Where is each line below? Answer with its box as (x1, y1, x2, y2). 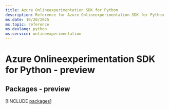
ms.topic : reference (5, 21, 50, 27)
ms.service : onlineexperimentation (5, 31, 82, 36)
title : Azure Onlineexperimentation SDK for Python (5, 7, 118, 13)
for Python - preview (5, 64, 95, 76)
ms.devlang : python (5, 27, 47, 32)
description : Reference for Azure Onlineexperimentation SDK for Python (5, 12, 164, 17)
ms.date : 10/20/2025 (5, 17, 50, 22)
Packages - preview (5, 84, 70, 93)
